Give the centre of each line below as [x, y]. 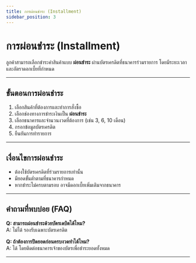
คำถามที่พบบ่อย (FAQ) [39, 209]
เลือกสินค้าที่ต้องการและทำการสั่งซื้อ [48, 107]
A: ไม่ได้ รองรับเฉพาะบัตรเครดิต [37, 230]
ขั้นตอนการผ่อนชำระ [35, 93]
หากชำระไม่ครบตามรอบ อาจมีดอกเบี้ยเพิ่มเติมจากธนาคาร [68, 185]
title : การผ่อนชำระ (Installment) [44, 11]
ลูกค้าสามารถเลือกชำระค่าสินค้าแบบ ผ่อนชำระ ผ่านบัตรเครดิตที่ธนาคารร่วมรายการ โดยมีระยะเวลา [97, 63]
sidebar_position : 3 [31, 17]
